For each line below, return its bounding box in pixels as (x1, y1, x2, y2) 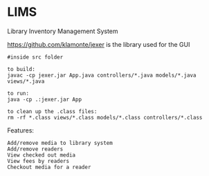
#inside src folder (7, 53, 64, 61)
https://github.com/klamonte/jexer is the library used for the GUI (7, 40, 190, 48)
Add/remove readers (7, 146, 64, 153)
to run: (7, 90, 30, 97)
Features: (7, 126, 35, 135)
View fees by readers (7, 157, 70, 164)
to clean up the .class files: (7, 108, 98, 115)
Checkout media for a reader (7, 164, 91, 170)
